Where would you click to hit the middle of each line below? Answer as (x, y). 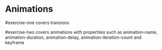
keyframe (15, 42)
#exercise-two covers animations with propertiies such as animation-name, (81, 32)
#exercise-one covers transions (37, 23)
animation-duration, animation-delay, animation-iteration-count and (73, 37)
